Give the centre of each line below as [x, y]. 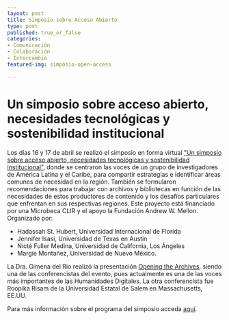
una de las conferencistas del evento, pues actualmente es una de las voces [114, 273]
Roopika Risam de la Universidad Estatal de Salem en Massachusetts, [105, 288]
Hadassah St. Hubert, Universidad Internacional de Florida [99, 231]
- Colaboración [29, 52]
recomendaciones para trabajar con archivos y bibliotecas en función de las [114, 188]
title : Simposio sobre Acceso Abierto [62, 20]
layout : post [26, 13]
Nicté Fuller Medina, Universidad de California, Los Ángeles [101, 246]
